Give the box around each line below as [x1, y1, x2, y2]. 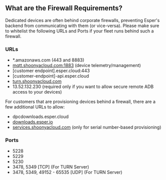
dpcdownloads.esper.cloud [12, 113, 69, 119]
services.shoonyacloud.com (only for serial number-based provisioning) [12, 124, 161, 130]
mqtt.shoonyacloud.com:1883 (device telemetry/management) [12, 62, 141, 68]
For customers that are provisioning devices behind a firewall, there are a [5, 98, 156, 104]
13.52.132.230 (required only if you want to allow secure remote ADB [12, 83, 154, 89]
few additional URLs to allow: [5, 104, 65, 110]
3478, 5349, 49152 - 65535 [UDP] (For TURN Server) [12, 169, 122, 175]
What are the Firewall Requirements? [5, 4, 122, 12]
